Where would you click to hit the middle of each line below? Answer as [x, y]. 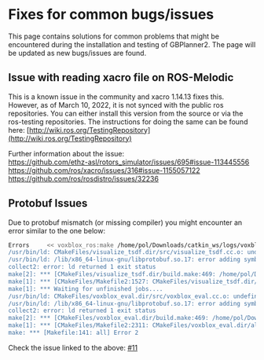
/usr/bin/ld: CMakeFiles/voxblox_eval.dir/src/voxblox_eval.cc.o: [119, 296]
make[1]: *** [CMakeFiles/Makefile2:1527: [79, 281]
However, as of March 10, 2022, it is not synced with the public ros [116, 105]
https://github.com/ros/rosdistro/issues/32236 [84, 178]
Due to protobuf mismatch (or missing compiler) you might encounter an [125, 222]
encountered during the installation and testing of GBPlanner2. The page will [132, 44]
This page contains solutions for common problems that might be [114, 36]
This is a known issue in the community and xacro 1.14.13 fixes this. [116, 97]
